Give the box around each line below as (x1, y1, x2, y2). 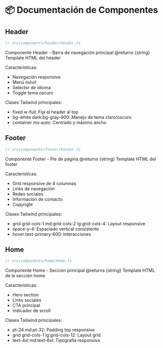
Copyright (12, 201, 33, 207)
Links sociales (12, 297, 42, 303)
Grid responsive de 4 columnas (12, 180, 77, 186)
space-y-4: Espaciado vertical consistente (12, 226, 99, 232)
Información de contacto (12, 196, 63, 202)
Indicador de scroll (12, 308, 51, 314)
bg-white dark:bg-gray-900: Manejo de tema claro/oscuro (12, 114, 132, 120)
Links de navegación (12, 186, 55, 192)
